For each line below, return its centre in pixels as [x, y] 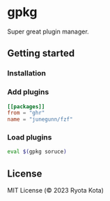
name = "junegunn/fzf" [40, 119]
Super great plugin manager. [48, 31]
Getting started [41, 53]
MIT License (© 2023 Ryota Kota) [56, 191]
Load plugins [30, 137]
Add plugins [28, 92]
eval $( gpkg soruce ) [37, 152]
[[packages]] [26, 106]
